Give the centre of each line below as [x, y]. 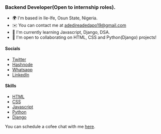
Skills [11, 86]
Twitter [19, 59]
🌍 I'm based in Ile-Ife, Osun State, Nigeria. [55, 18]
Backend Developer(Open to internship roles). [60, 7]
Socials [13, 48]
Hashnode [22, 64]
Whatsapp [22, 70]
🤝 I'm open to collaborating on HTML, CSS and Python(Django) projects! [84, 37]
